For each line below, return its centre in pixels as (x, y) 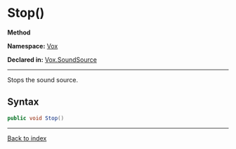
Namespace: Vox (33, 46)
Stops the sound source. (43, 79)
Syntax (23, 102)
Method (19, 32)
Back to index (27, 138)
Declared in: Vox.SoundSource (52, 59)
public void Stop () (36, 118)
